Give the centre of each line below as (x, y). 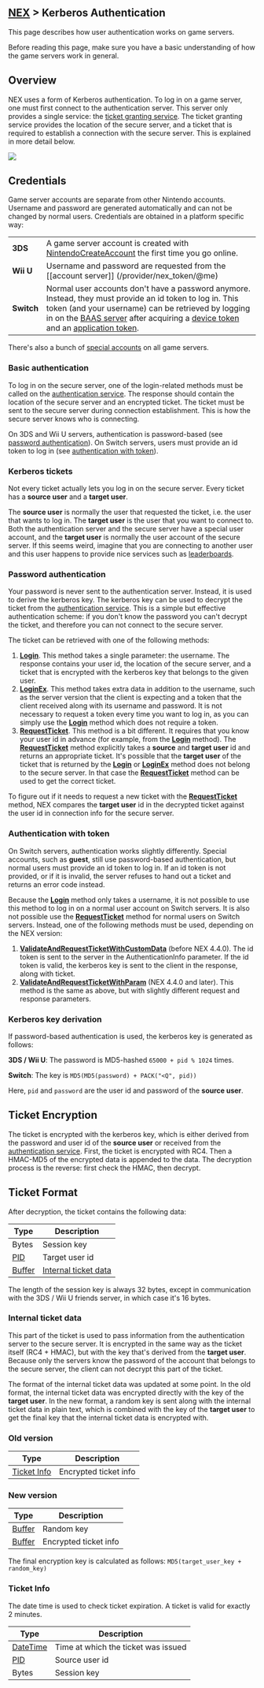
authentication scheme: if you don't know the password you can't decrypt (128, 617)
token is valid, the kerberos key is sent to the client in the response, (128, 965)
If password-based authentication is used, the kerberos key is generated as (130, 1036)
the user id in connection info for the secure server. (91, 813)
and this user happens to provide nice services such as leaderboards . (121, 554)
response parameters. (55, 999)
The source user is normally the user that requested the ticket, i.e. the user (130, 512)
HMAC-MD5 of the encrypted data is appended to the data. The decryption (130, 1159)
